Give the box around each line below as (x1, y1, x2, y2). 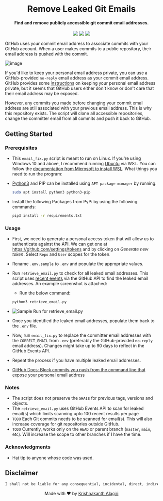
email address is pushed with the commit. (5, 51, 88, 57)
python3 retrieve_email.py (12, 300, 67, 305)
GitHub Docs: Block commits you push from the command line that (12, 367, 146, 372)
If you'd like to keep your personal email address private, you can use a (5, 70, 148, 76)
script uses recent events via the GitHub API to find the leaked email (12, 275, 148, 281)
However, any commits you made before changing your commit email (5, 100, 144, 106)
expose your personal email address (12, 372, 85, 378)
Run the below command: (19, 290, 71, 296)
